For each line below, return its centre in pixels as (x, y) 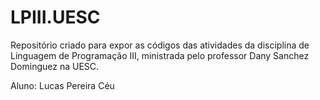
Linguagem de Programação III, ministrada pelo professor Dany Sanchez (160, 55)
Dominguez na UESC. (55, 66)
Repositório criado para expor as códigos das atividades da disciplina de (160, 45)
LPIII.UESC (55, 17)
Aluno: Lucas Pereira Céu (62, 85)
